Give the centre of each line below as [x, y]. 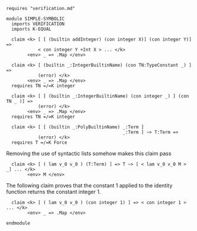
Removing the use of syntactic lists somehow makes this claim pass [89, 154]
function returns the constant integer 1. [54, 192]
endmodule [18, 223]
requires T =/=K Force [39, 143]
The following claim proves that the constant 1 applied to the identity [89, 185]
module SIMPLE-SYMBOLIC [35, 19]
